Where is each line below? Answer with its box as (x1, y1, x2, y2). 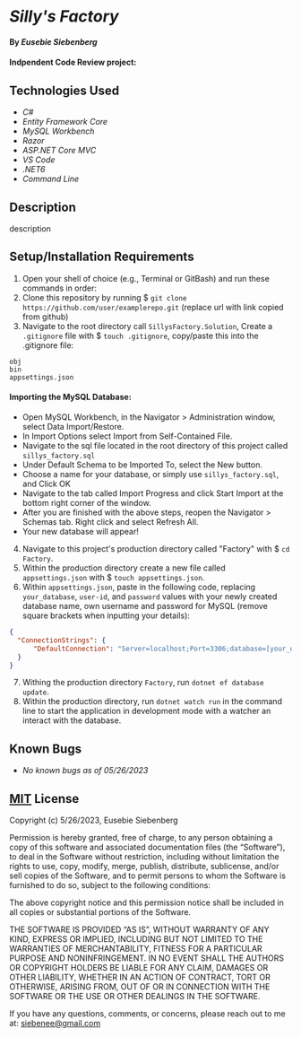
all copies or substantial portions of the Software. (9, 907, 191, 918)
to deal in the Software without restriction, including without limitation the (9, 851, 279, 862)
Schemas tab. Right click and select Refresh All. (21, 517, 199, 527)
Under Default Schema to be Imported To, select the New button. (21, 459, 262, 470)
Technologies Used (9, 83, 119, 98)
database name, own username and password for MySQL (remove (21, 601, 269, 612)
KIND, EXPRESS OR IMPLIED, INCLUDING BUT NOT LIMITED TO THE (9, 934, 263, 945)
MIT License (9, 791, 80, 806)
